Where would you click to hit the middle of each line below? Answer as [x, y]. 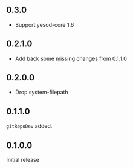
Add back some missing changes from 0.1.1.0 [71, 58]
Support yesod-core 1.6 [44, 24]
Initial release [23, 160]
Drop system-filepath [41, 92]
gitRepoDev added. [29, 126]
